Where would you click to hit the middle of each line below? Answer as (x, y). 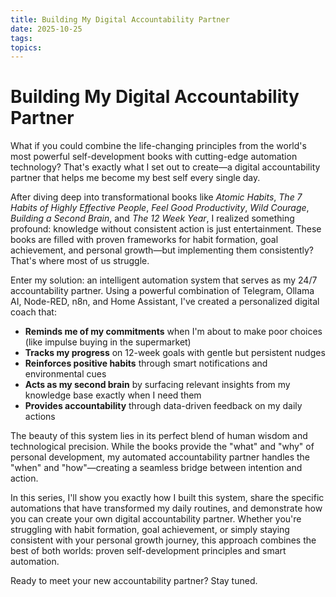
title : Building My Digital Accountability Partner (120, 19)
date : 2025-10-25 (46, 29)
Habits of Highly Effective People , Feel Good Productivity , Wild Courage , (160, 208)
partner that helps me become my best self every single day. (135, 178)
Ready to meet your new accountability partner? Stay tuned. (134, 581)
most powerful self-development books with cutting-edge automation (154, 157)
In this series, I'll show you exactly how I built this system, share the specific (167, 498)
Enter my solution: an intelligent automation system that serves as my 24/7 (164, 280)
